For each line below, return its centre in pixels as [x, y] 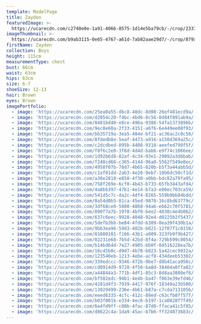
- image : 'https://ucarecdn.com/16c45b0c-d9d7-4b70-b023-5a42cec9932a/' [104, 251]
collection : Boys [28, 51]
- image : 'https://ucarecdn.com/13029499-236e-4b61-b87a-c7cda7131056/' [104, 290]
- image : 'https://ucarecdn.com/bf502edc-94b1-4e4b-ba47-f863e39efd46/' [104, 279]
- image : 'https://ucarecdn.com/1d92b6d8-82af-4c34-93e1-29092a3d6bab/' [104, 156]
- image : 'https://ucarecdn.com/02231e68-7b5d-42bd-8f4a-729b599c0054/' [104, 240]
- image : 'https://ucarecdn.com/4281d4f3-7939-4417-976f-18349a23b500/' [104, 284]
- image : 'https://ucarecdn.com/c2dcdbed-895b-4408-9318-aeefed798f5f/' [104, 145]
